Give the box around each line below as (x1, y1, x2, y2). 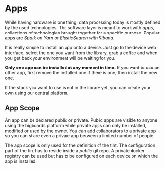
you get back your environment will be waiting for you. (5, 55, 116, 61)
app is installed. (5, 158, 37, 164)
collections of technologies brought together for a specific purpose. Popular (5, 30, 160, 35)
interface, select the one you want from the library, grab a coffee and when (5, 50, 158, 56)
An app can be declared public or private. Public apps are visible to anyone (5, 117, 158, 123)
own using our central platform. (5, 90, 69, 96)
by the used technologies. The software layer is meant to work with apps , (5, 24, 154, 30)
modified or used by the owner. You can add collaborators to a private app (5, 128, 156, 134)
